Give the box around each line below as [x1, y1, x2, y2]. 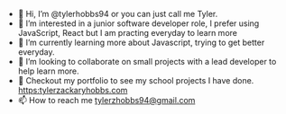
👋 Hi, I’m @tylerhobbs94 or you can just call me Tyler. [17, 9, 218, 19]
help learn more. [17, 66, 79, 76]
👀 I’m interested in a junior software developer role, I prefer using [17, 18, 260, 29]
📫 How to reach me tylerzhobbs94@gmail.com [17, 95, 196, 105]
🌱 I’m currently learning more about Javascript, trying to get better [17, 37, 265, 48]
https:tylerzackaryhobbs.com [17, 85, 128, 95]
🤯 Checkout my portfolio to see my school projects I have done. [17, 75, 254, 85]
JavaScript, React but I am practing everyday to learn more [17, 28, 237, 38]
